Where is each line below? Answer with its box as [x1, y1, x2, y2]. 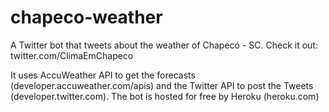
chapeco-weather [10, 6, 163, 29]
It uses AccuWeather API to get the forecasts [10, 69, 196, 81]
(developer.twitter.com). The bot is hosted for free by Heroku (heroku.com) [10, 90, 320, 102]
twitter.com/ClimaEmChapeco [10, 49, 134, 61]
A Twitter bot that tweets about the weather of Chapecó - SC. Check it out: [10, 39, 318, 51]
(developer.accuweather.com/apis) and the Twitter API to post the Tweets [10, 79, 314, 91]
